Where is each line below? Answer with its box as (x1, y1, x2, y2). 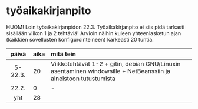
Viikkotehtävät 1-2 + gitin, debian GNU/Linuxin (51, 60, 181, 68)
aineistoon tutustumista (51, 74, 116, 83)
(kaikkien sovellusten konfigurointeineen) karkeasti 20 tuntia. (6, 36, 154, 43)
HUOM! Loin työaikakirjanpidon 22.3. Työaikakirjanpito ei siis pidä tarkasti (6, 23, 185, 30)
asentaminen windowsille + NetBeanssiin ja (51, 67, 171, 75)
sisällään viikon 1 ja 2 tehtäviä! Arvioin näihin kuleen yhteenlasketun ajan (6, 29, 181, 36)
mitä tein (51, 50, 77, 58)
